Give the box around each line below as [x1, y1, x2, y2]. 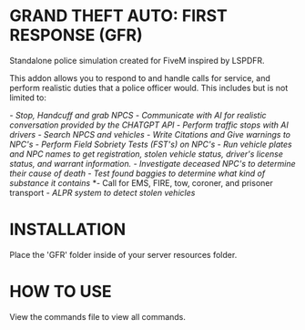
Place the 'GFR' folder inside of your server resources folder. [9, 249, 238, 260]
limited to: [9, 92, 47, 103]
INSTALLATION [9, 220, 126, 240]
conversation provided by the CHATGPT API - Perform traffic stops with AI [9, 119, 289, 130]
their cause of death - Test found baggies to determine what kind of [9, 168, 266, 179]
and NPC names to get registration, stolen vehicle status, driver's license [9, 148, 284, 160]
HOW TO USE [9, 282, 112, 302]
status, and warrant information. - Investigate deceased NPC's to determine [9, 158, 296, 169]
